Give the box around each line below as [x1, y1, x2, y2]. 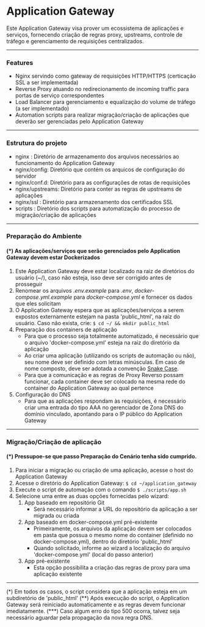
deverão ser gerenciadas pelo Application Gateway [15, 118, 144, 125]
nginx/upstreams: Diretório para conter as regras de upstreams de [15, 185, 182, 193]
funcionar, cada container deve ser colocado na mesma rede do [24, 378, 185, 385]
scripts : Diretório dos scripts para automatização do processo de [15, 205, 181, 212]
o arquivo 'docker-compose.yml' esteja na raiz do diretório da [24, 339, 180, 346]
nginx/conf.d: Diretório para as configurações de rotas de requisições [15, 178, 191, 186]
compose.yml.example [15, 293, 73, 301]
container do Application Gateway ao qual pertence [24, 384, 154, 392]
